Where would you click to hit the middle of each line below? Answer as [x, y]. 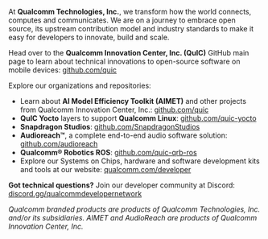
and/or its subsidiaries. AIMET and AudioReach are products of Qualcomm [133, 218]
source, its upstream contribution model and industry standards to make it [131, 29]
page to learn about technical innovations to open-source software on [124, 61]
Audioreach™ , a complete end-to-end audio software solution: [124, 135]
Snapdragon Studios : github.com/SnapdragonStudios [110, 127]
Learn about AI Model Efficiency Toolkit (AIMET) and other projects [133, 101]
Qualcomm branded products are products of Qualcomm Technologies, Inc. [134, 209]
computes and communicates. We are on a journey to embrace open [122, 20]
